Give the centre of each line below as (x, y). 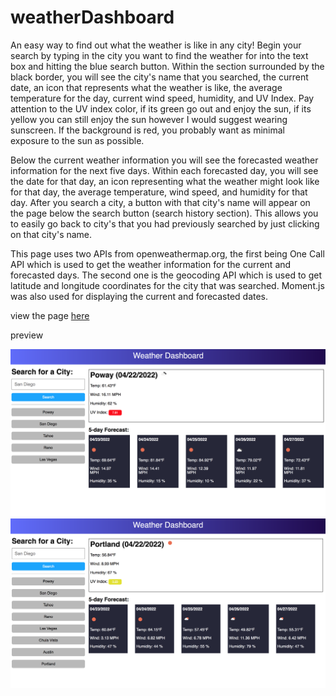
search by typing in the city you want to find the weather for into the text (159, 55)
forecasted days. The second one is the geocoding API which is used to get (166, 275)
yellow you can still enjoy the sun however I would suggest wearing (149, 119)
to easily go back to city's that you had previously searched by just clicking (165, 223)
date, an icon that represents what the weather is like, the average (146, 87)
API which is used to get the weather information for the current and (151, 264)
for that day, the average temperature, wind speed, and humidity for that (159, 192)
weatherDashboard (92, 17)
